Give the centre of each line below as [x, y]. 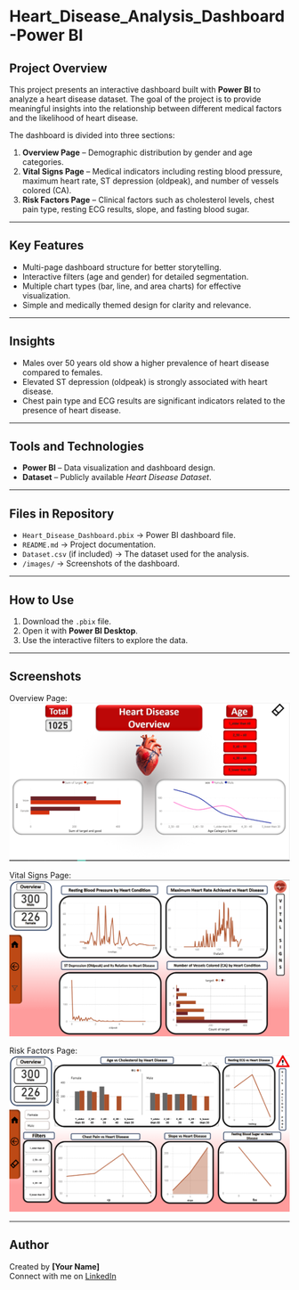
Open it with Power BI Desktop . [80, 631]
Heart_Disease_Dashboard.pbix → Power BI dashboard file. [129, 535]
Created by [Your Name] [54, 1266]
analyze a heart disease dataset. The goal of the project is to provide [135, 99]
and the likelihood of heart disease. [74, 118]
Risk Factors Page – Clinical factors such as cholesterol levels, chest [148, 200]
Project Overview [58, 68]
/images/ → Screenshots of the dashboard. [101, 564]
